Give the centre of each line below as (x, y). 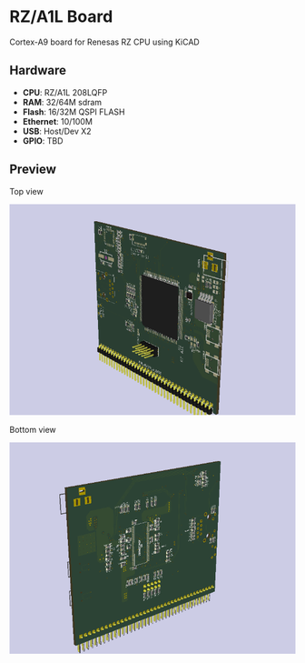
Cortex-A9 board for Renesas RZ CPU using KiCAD (104, 42)
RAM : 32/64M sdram (62, 102)
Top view (26, 191)
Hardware (38, 70)
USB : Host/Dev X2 (57, 131)
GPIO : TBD (43, 141)
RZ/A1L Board (61, 17)
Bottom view (33, 430)
